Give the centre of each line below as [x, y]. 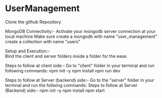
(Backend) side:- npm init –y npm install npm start [55, 90]
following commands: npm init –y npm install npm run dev [63, 70]
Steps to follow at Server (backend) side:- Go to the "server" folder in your [80, 80]
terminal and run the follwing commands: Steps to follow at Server [71, 85]
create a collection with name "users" [43, 41]
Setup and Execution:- [27, 51]
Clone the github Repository [33, 22]
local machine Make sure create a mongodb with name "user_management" [81, 36]
